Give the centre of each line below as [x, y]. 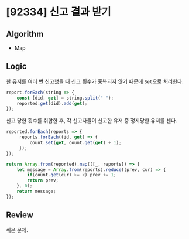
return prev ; [43, 180]
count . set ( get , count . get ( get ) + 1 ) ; [75, 143]
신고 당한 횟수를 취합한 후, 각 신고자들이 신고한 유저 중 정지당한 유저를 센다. [92, 121]
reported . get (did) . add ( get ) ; [52, 103]
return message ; [37, 192]
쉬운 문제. [17, 230]
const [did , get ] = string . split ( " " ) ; [65, 98]
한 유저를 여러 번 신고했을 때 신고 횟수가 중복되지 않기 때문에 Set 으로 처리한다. [95, 81]
